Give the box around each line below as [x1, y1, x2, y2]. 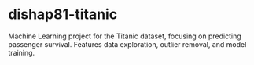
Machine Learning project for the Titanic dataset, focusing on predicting [8, 31, 241, 41]
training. [8, 48, 35, 57]
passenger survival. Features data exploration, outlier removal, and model [8, 39, 247, 49]
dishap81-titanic [8, 5, 118, 23]
